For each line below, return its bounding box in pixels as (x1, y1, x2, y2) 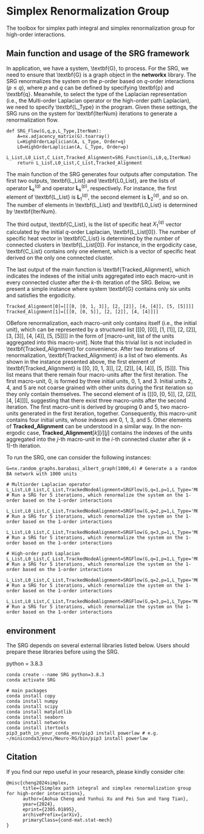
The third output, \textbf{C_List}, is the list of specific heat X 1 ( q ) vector (6, 219, 182, 229)
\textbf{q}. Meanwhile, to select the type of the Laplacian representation (6, 90, 187, 98)
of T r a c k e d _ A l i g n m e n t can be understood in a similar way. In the (6, 423, 169, 430)
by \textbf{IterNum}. (6, 208, 57, 215)
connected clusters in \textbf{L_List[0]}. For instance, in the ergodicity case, (6, 241, 197, 248)
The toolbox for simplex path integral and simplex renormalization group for (6, 24, 195, 32)
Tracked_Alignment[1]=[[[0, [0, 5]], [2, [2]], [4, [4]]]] (6, 309, 159, 315)
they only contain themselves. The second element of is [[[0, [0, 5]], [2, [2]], (6, 391, 197, 398)
